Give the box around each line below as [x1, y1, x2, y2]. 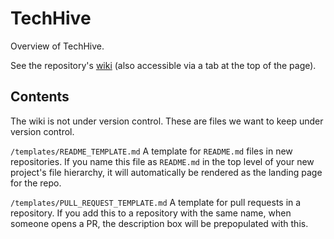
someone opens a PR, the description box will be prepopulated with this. [10, 217, 309, 229]
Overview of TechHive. [10, 40, 105, 52]
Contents [10, 88, 70, 106]
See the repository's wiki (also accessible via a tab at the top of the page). [10, 59, 317, 71]
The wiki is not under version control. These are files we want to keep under [10, 115, 324, 127]
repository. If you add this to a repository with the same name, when [10, 207, 292, 219]
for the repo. [10, 177, 62, 189]
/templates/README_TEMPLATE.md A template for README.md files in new [10, 145, 293, 157]
